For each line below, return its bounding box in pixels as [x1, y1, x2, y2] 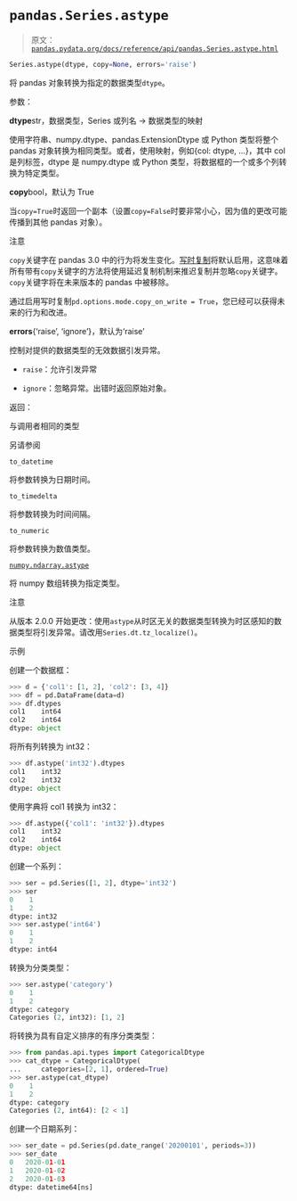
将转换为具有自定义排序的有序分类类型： [9, 1031, 157, 1041]
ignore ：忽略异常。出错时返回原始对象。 [21, 383, 172, 393]
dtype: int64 [9, 945, 58, 954]
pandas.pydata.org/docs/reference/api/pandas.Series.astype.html [30, 44, 278, 53]
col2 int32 [9, 775, 62, 785]
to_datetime [9, 457, 53, 466]
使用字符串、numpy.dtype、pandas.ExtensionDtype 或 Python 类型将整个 [9, 134, 278, 144]
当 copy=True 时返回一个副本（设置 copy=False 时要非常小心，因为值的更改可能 [9, 205, 288, 216]
